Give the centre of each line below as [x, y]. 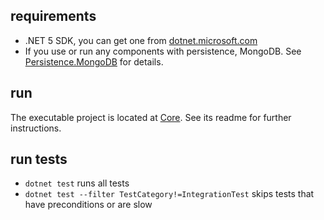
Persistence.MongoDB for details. [94, 61]
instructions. [36, 128]
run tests [39, 159]
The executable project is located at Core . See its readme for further [151, 117]
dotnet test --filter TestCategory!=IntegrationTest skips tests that [169, 194]
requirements [53, 16]
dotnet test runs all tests [77, 183]
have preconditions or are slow [88, 205]
